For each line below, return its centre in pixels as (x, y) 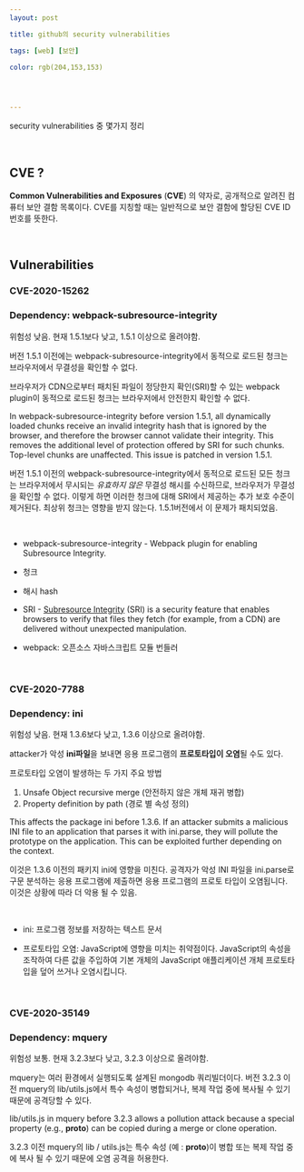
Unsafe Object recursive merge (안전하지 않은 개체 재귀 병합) (133, 792)
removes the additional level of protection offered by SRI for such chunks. (147, 445)
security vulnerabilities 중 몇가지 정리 (77, 126)
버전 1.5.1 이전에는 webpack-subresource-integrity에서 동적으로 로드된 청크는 (149, 356)
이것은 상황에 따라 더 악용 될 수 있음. (74, 892)
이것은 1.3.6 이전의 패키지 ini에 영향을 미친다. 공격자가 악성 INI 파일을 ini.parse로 (152, 869)
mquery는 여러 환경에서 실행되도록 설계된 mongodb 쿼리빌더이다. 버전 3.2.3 (145, 1077)
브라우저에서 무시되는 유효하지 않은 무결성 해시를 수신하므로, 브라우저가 (145, 485)
